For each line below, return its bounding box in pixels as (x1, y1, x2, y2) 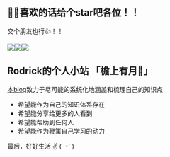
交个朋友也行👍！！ (7, 27, 64, 35)
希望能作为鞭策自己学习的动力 (17, 127, 105, 135)
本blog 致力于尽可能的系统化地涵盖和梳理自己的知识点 (7, 85, 163, 93)
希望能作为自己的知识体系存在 (17, 100, 105, 108)
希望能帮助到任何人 (17, 117, 74, 126)
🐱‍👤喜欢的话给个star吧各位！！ (7, 6, 140, 19)
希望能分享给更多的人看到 (17, 109, 93, 117)
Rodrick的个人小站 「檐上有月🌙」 (7, 65, 154, 77)
